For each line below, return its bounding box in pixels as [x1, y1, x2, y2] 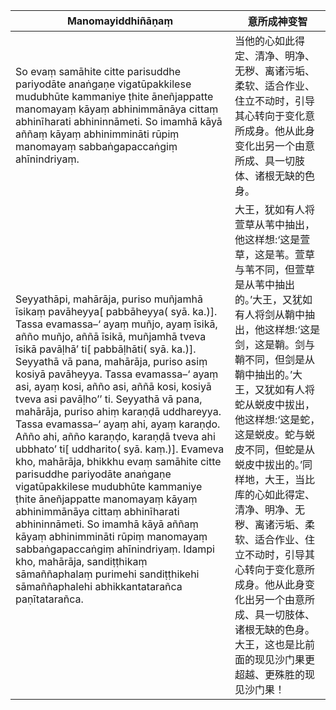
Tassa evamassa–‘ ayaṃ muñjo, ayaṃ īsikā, [15, 317, 218, 331]
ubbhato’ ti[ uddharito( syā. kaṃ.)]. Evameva [15, 442, 225, 456]
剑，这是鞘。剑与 [234, 338, 315, 351]
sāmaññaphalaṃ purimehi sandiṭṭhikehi [15, 567, 200, 581]
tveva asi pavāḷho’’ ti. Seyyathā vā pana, [15, 392, 203, 406]
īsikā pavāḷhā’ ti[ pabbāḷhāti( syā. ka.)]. [15, 342, 197, 356]
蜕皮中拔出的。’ [234, 458, 303, 471]
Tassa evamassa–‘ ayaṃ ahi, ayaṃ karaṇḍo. [15, 417, 221, 431]
